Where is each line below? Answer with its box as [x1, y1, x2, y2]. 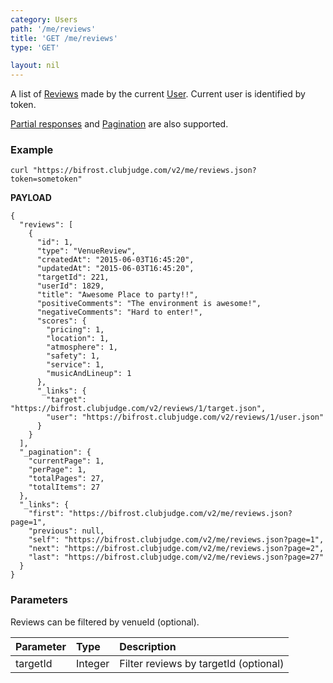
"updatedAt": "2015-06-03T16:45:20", [36, 264, 195, 274]
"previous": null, [28, 526, 105, 536]
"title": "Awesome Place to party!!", [36, 290, 199, 300]
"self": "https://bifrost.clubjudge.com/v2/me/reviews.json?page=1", [28, 535, 325, 545]
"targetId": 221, [36, 272, 110, 283]
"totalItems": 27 [28, 482, 101, 493]
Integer [75, 656, 110, 670]
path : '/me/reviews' [10, 24, 97, 34]
